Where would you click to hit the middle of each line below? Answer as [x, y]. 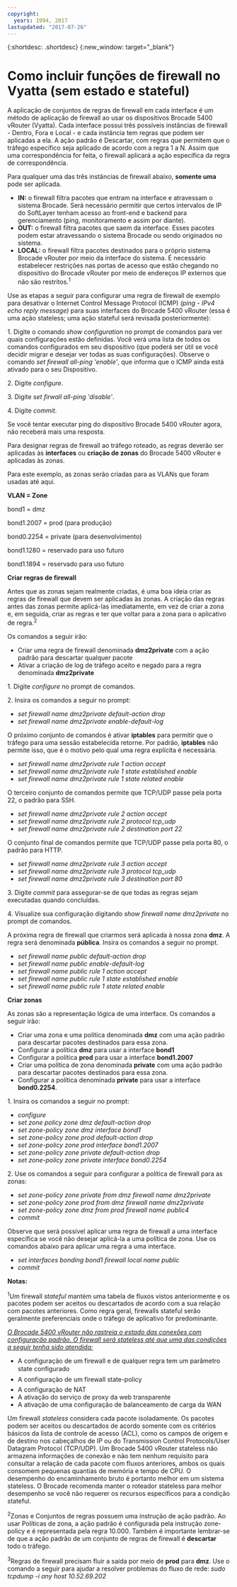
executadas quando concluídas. [54, 900]
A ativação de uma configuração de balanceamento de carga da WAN [119, 1404]
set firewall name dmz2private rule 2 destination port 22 [100, 829]
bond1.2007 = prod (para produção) [59, 523]
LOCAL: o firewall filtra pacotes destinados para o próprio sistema [114, 250]
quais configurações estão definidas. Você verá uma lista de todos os [109, 339]
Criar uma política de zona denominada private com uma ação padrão [120, 1065]
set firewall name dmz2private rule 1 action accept [92, 763]
